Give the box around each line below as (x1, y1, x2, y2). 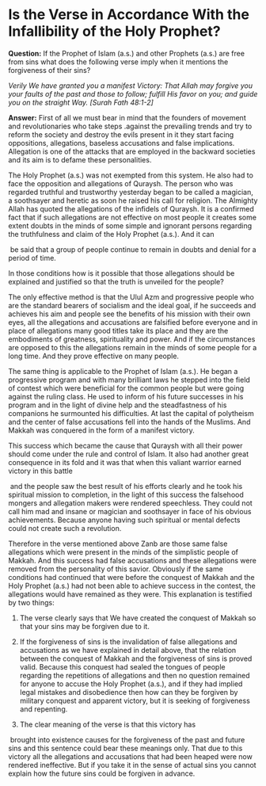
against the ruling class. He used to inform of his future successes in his (8, 391, 244, 401)
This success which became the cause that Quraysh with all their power (8, 441, 243, 450)
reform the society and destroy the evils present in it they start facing (8, 129, 234, 139)
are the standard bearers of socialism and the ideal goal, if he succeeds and (8, 300, 256, 310)
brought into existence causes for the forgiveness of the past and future (9, 734, 245, 744)
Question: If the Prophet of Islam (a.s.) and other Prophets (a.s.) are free (8, 48, 245, 58)
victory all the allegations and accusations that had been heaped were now (8, 751, 253, 761)
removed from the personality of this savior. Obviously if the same (8, 564, 223, 574)
